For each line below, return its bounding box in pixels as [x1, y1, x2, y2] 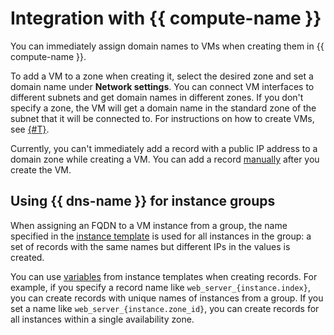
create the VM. [10, 163, 72, 176]
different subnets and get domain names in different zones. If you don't [10, 91, 304, 103]
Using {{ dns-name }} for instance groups [10, 193, 276, 210]
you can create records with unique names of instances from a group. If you [10, 292, 324, 304]
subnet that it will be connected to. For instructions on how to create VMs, [10, 112, 315, 124]
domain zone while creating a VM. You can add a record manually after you [10, 153, 320, 165]
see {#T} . [10, 123, 50, 135]
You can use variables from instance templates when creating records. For [10, 270, 318, 282]
